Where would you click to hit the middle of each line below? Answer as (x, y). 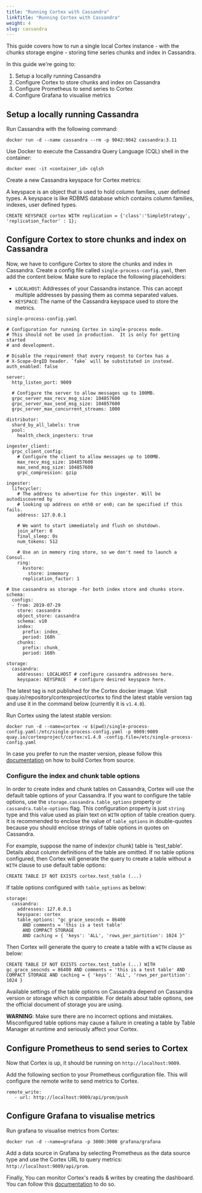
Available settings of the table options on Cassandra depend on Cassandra (99, 992)
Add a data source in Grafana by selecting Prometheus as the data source (98, 1153)
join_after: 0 (35, 531)
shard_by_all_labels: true (46, 425)
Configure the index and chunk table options (73, 775)
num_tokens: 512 (38, 541)
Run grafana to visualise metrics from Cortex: (63, 1131)
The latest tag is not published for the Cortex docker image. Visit (87, 690)
